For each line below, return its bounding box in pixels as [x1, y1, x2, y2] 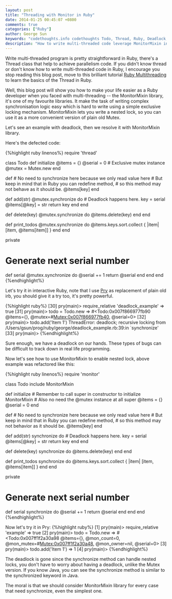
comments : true [5, 22, 38, 27]
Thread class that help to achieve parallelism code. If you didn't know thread [5, 60, 167, 67]
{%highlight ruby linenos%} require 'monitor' [5, 371, 100, 377]
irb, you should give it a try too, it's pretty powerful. [5, 293, 114, 299]
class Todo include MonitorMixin [5, 381, 74, 387]
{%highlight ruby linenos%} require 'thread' [5, 150, 97, 156]
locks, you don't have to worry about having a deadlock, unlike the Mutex [5, 561, 160, 568]
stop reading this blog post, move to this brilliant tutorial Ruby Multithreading [5, 72, 167, 78]
